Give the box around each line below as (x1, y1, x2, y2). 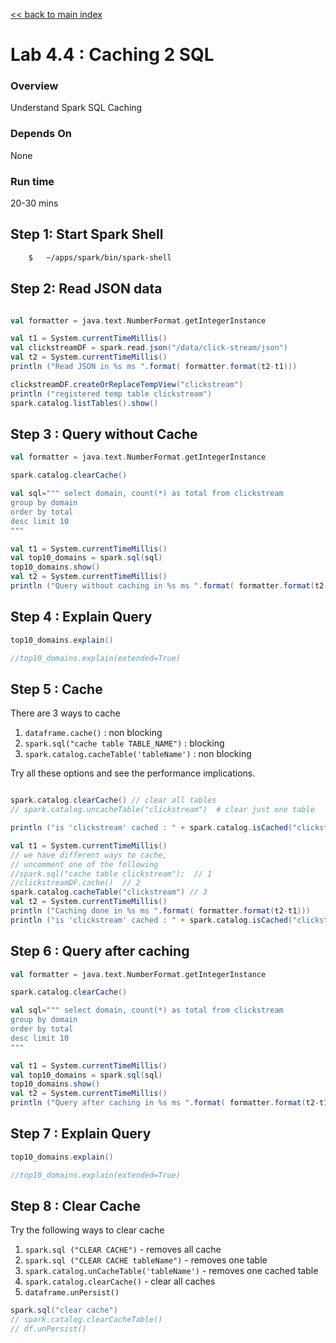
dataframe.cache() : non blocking (24, 727, 163, 739)
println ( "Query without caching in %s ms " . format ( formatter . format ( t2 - (10, 581, 329, 591)
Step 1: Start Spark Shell (10, 226, 164, 243)
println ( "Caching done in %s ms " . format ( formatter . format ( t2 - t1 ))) (10, 906, 311, 916)
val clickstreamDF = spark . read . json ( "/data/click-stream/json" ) (10, 343, 288, 353)
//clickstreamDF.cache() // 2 (10, 878, 141, 888)
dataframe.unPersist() (24, 1288, 120, 1298)
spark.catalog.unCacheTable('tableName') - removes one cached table (24, 1265, 319, 1277)
